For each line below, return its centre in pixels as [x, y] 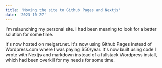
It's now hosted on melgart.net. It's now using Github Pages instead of [78, 44]
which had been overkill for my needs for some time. [60, 60]
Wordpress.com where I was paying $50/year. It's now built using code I [81, 49]
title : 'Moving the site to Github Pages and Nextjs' [63, 10]
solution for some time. [29, 34]
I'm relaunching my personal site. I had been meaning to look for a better [81, 29]
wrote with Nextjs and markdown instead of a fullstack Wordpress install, [82, 55]
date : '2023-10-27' [26, 15]
